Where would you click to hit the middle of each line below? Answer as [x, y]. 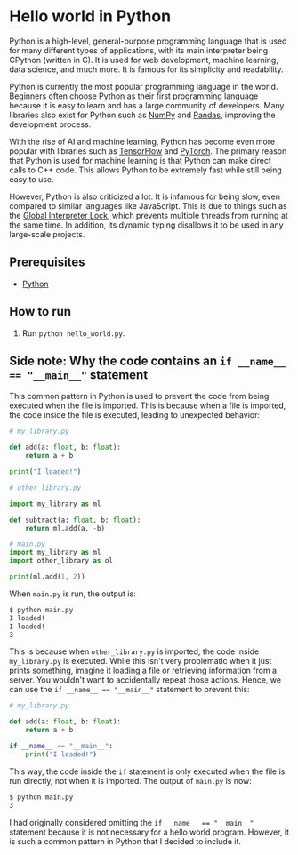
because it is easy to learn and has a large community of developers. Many [147, 105]
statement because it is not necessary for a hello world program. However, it [149, 832]
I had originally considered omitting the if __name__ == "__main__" [132, 822]
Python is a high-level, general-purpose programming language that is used [148, 41]
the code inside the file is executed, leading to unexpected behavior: [135, 415]
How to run [40, 312]
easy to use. [32, 179]
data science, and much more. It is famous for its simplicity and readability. [146, 69]
